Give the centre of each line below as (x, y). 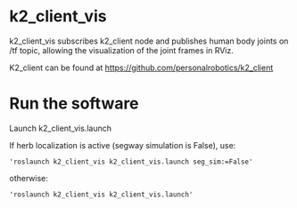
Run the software (74, 104)
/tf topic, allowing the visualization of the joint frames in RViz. (121, 50)
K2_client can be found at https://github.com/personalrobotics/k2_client (141, 68)
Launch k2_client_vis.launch (60, 128)
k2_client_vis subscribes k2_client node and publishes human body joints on (149, 41)
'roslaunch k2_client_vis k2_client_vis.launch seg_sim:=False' (131, 162)
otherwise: (29, 178)
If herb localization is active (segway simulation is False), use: (123, 145)
